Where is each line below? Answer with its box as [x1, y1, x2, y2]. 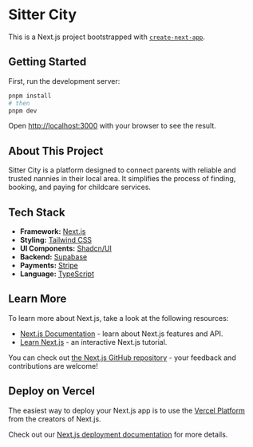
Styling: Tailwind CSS [19, 235, 93, 244]
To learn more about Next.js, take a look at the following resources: [8, 313, 229, 322]
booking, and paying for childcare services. [8, 182, 152, 192]
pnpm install [8, 92, 52, 100]
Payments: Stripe [19, 261, 78, 270]
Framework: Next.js [19, 227, 86, 236]
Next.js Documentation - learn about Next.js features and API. [19, 329, 223, 338]
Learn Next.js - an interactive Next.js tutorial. [19, 337, 168, 346]
